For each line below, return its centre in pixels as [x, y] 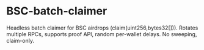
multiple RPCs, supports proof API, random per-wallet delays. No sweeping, [102, 34]
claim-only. [20, 40]
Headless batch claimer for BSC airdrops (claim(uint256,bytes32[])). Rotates [102, 28]
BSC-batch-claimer [57, 11]
